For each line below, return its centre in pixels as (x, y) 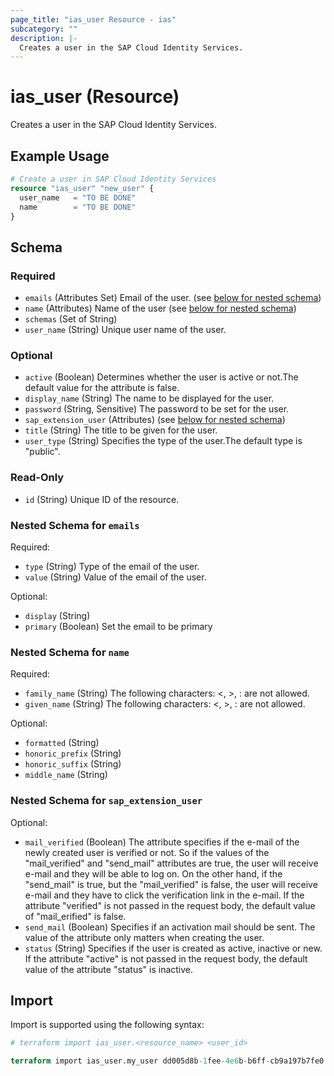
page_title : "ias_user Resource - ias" (93, 19)
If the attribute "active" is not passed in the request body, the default (166, 958)
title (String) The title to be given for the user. (121, 430)
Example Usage (60, 156)
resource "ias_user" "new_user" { (82, 188)
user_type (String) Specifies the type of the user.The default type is (163, 441)
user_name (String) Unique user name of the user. (125, 330)
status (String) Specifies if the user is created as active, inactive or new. (173, 948)
